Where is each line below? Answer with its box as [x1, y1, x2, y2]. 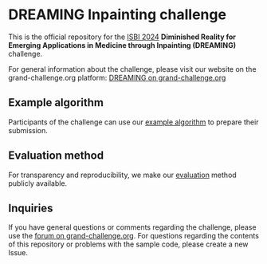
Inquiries [8, 201, 53, 215]
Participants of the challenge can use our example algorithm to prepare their [8, 117, 259, 127]
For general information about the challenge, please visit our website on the [8, 64, 257, 73]
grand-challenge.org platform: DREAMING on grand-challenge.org [8, 73, 226, 82]
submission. [8, 125, 48, 135]
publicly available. [8, 178, 68, 188]
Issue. [8, 248, 29, 258]
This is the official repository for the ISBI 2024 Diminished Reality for [8, 32, 237, 41]
